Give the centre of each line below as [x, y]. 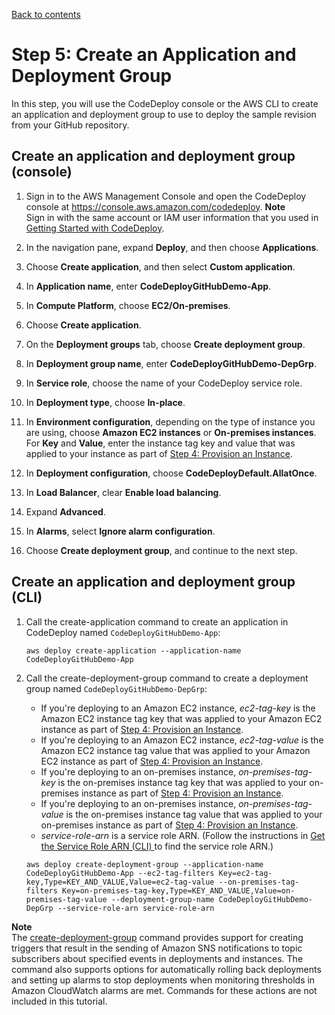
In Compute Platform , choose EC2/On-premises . [128, 305]
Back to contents [46, 14]
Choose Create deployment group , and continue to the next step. [161, 550]
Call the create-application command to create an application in [157, 621]
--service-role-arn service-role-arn [136, 908]
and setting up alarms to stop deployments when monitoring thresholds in [163, 980]
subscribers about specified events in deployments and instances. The [157, 958]
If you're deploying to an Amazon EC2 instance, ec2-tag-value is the [182, 740]
